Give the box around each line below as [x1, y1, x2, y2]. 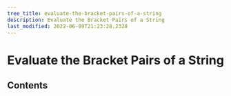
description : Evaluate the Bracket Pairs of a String [7, 16, 165, 23]
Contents [7, 80, 48, 91]
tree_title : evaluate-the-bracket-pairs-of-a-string [7, 10, 162, 17]
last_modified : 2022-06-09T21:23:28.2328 [7, 23, 128, 29]
